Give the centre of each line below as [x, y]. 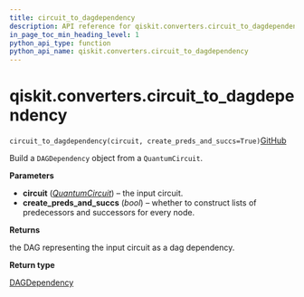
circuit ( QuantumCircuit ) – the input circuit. [103, 193]
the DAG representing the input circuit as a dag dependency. [122, 248]
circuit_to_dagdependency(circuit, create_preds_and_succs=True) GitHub [148, 140]
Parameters [32, 176]
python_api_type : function [60, 43]
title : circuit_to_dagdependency [72, 18]
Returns [25, 230]
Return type [33, 265]
